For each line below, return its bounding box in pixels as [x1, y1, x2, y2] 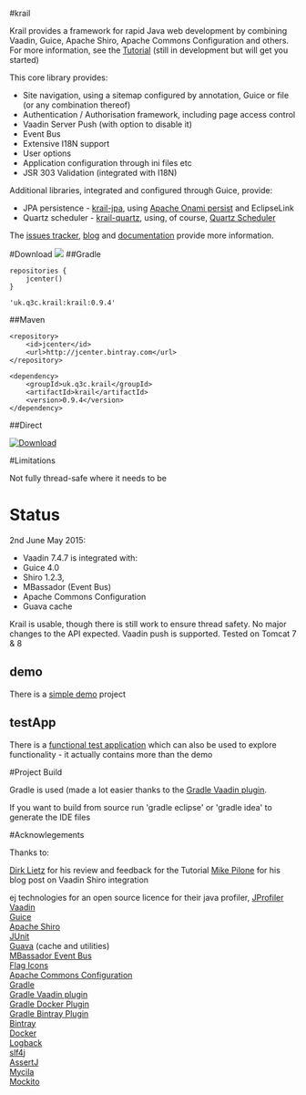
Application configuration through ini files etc [22, 158, 193, 168]
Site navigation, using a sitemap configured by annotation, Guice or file [22, 90, 290, 100]
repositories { [9, 266, 67, 275]
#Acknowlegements [9, 829, 85, 840]
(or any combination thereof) [22, 99, 131, 110]
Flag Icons [9, 959, 48, 970]
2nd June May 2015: [9, 534, 87, 545]
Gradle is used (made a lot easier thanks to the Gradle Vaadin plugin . [9, 784, 267, 795]
